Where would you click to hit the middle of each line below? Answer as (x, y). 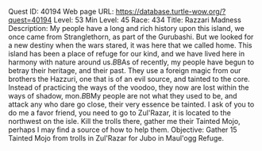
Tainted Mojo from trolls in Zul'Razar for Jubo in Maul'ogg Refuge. (116, 138)
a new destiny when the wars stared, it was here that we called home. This (130, 45)
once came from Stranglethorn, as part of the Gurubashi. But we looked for (131, 37)
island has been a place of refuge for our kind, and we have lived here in (126, 54)
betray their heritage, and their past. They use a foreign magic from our (125, 70)
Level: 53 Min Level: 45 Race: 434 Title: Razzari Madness (148, 20)
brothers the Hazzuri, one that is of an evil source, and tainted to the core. (129, 79)
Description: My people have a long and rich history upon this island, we (126, 28)
